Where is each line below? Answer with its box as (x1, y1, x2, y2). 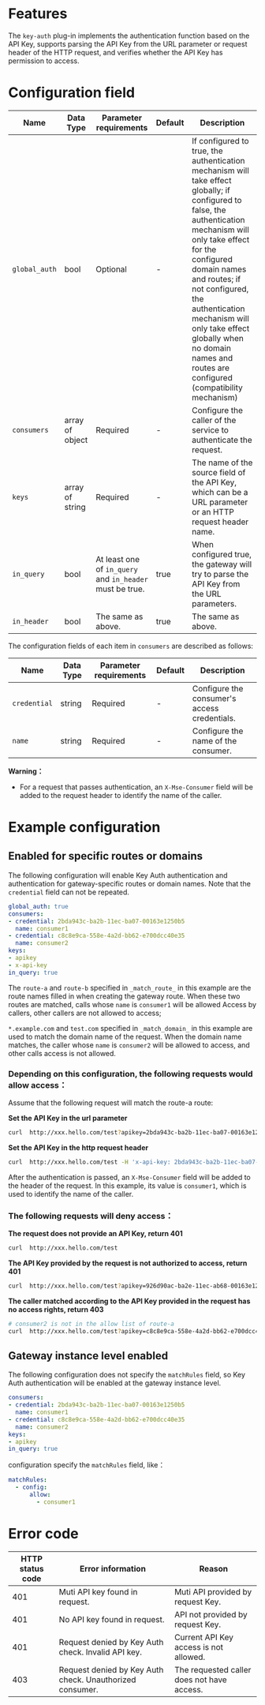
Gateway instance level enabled (8, 1349, 168, 1362)
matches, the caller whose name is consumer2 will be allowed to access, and (8, 1040, 250, 1050)
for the (192, 244, 217, 255)
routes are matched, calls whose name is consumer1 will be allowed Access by (8, 999, 257, 1009)
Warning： (8, 766, 44, 776)
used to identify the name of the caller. (8, 1189, 134, 1198)
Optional (95, 264, 128, 275)
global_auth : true (8, 902, 69, 910)
